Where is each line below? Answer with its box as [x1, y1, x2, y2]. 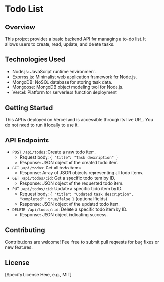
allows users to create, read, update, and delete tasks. [5, 41, 115, 47]
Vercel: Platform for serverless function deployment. [12, 89, 118, 95]
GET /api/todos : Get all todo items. [12, 165, 82, 170]
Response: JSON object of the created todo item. [19, 160, 119, 166]
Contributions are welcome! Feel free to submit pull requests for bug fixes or [5, 239, 159, 245]
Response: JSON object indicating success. [19, 212, 108, 218]
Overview [5, 23, 36, 31]
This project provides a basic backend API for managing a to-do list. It [5, 36, 146, 42]
